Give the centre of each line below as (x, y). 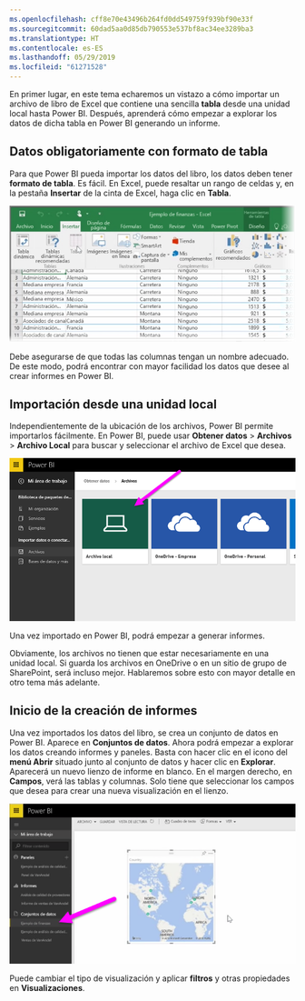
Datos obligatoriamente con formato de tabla (139, 151)
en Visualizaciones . (47, 988)
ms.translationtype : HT (54, 38)
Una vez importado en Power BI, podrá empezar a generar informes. (137, 636)
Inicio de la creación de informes (103, 711)
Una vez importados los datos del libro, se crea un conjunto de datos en (144, 733)
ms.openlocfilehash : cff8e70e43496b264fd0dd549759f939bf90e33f (132, 19)
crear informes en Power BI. (62, 375)
